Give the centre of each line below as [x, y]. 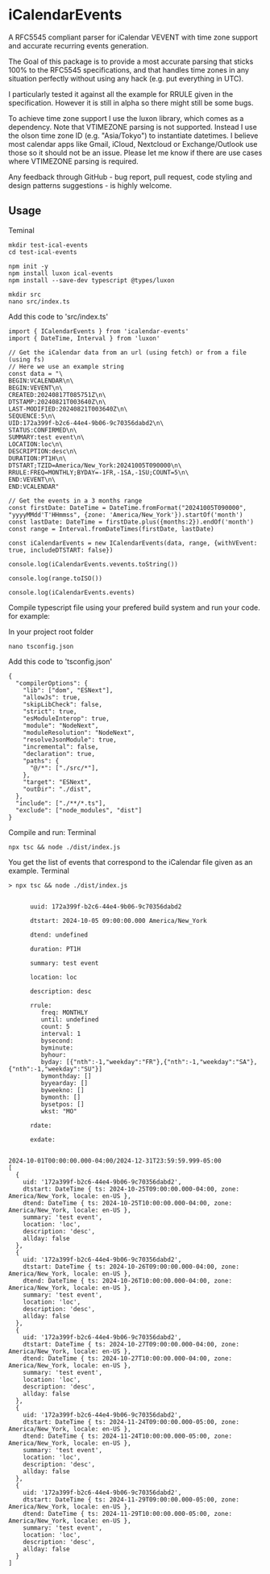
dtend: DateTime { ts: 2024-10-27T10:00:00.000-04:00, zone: [127, 1358]
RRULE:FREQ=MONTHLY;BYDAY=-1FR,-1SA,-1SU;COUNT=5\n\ [99, 472]
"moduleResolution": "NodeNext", [79, 733]
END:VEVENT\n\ [32, 479]
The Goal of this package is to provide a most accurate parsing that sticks [131, 61]
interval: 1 [61, 1033]
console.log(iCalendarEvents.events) [72, 592]
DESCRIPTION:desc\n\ [43, 451]
